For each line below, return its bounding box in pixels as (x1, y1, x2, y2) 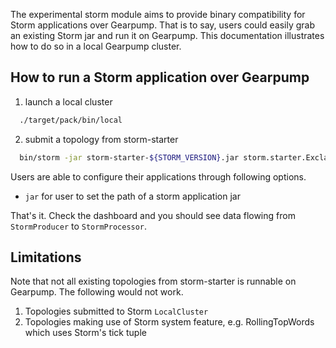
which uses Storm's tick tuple (24, 327, 147, 339)
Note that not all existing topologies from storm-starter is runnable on (10, 275, 297, 288)
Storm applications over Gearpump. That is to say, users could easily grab (10, 19, 316, 31)
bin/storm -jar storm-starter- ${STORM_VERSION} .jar (19, 152, 240, 163)
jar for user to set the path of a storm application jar (24, 190, 241, 202)
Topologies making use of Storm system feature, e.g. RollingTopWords (24, 316, 315, 328)
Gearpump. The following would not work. (10, 286, 184, 298)
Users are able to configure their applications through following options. (10, 170, 307, 183)
